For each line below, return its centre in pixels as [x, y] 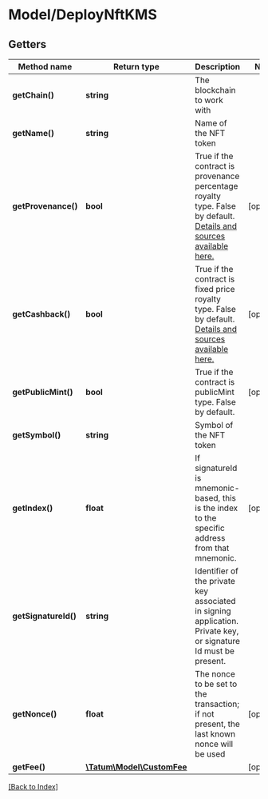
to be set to [216, 684]
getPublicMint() [43, 392]
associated [215, 601]
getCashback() [41, 314]
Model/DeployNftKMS [83, 15]
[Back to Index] [33, 787]
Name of [211, 123]
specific [210, 528]
